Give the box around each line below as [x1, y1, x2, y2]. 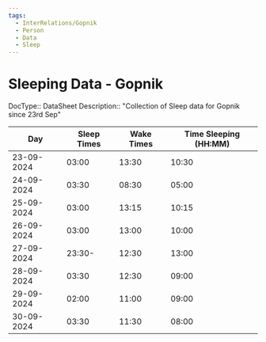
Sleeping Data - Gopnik [8, 75, 164, 93]
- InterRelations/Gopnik [15, 19, 97, 27]
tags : [8, 11, 26, 20]
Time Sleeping [184, 128, 240, 139]
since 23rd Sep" [8, 110, 61, 120]
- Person [15, 26, 44, 34]
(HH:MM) [194, 139, 230, 150]
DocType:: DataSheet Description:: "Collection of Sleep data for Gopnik [8, 101, 240, 111]
